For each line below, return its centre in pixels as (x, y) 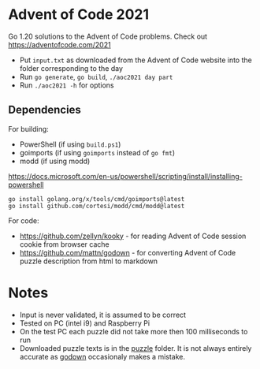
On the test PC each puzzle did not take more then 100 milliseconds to (134, 331)
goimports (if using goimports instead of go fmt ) (97, 152)
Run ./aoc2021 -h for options (67, 85)
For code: (24, 220)
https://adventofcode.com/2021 (60, 44)
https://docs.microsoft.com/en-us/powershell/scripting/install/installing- (125, 176)
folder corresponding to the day (71, 68)
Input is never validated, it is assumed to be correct (103, 315)
